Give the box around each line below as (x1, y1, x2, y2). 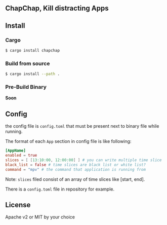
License (5, 201, 31, 209)
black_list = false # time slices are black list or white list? (5, 162, 146, 167)
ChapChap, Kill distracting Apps (5, 4, 109, 13)
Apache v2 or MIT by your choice (5, 214, 75, 220)
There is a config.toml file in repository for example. (5, 186, 115, 192)
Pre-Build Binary (5, 84, 47, 91)
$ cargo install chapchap (5, 48, 60, 53)
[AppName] (5, 148, 26, 154)
